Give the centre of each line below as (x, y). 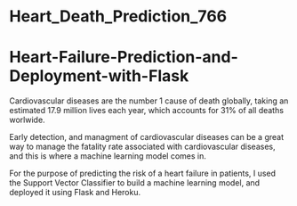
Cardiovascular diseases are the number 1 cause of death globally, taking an (149, 101)
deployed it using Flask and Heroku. (75, 193)
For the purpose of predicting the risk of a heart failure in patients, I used (143, 173)
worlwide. (28, 120)
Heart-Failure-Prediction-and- (124, 58)
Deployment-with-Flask (99, 76)
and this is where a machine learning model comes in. (108, 156)
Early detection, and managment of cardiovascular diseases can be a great (147, 137)
